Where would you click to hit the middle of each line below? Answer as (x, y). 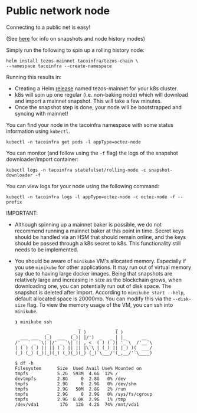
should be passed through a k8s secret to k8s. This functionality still (98, 243)
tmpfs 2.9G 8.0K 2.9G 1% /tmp (70, 399)
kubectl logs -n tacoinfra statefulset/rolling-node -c (76, 170)
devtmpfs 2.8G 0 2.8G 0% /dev (70, 379)
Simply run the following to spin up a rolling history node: (75, 50)
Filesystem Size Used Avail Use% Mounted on (78, 368)
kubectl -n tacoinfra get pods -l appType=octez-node (74, 142)
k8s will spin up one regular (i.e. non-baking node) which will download (101, 94)
